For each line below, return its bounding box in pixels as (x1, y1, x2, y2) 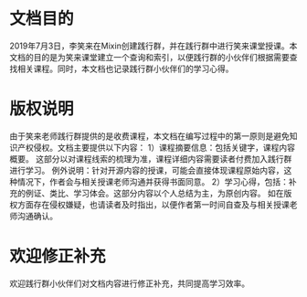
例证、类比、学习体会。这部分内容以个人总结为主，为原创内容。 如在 (25, 187, 284, 198)
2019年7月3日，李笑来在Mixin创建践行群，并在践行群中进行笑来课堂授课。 (9, 40, 290, 51)
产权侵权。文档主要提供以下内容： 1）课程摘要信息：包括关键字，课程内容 (16, 142, 295, 153)
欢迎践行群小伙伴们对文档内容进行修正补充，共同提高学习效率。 (9, 278, 249, 289)
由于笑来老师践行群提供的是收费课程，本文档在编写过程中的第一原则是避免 (9, 130, 290, 142)
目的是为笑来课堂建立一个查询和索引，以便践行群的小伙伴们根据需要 (33, 51, 290, 62)
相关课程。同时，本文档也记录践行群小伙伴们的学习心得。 (16, 63, 234, 74)
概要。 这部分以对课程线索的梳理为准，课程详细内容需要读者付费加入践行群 (9, 153, 292, 164)
